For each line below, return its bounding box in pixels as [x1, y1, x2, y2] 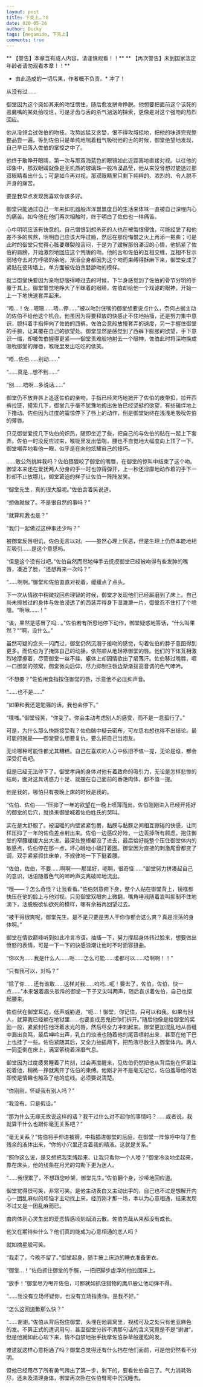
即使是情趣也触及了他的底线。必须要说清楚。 [6, 1074, 118, 1081]
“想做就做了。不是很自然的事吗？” [6, 499, 91, 506]
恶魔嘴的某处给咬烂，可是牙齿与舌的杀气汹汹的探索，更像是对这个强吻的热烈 [6, 109, 197, 115]
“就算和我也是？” [6, 512, 48, 519]
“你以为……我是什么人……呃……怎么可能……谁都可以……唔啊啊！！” [6, 955, 173, 961]
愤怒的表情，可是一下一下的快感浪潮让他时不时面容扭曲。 [6, 941, 149, 949]
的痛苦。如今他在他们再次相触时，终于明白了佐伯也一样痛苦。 [6, 213, 160, 220]
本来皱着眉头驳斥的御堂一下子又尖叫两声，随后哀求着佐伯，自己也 [22, 988, 187, 995]
